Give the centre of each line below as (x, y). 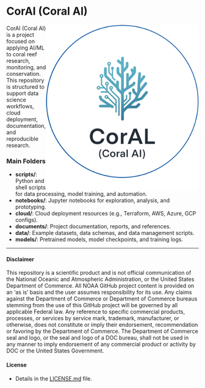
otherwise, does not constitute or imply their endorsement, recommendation (102, 325)
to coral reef (22, 54)
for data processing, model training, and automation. (81, 194)
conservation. (24, 73)
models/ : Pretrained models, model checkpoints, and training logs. (99, 239)
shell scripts (30, 187)
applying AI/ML (25, 48)
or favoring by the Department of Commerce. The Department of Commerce (102, 331)
